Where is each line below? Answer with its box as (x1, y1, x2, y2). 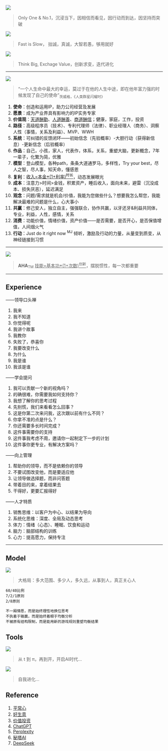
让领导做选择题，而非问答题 (12, 475, 70, 481)
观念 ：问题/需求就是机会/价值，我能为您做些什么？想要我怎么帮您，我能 (12, 193, 161, 199)
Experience (5, 283, 42, 291)
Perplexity (12, 728, 34, 734)
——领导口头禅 (5, 297, 36, 303)
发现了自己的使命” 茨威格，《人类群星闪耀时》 (22, 92, 105, 99)
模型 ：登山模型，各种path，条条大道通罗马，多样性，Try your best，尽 (12, 160, 159, 166)
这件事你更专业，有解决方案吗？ (12, 442, 79, 448)
